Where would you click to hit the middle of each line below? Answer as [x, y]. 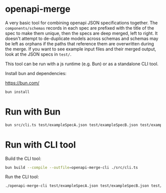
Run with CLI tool [41, 145]
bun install [17, 92]
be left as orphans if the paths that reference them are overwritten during [80, 43]
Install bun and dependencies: [36, 73]
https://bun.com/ [22, 83]
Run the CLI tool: [22, 177]
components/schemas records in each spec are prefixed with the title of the [80, 28]
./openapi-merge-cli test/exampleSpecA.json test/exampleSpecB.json [77, 186]
